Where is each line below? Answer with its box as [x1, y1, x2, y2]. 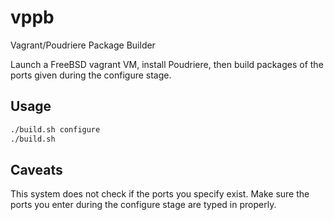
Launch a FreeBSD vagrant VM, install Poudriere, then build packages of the [10, 58, 324, 70]
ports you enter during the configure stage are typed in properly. [10, 199, 277, 211]
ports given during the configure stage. [10, 69, 172, 81]
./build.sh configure [10, 124, 101, 135]
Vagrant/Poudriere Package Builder [10, 39, 156, 51]
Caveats [10, 161, 63, 178]
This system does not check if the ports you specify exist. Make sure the [10, 188, 310, 200]
